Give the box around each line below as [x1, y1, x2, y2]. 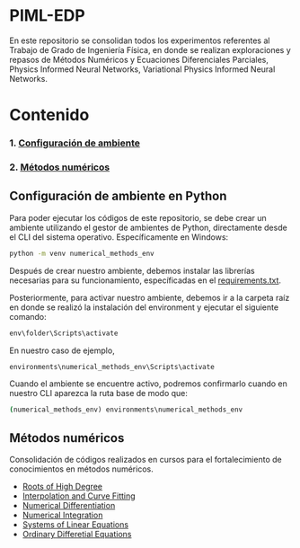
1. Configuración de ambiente [9, 137, 141, 149]
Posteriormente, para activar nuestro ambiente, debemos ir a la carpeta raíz [9, 292, 290, 303]
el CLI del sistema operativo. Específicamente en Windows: [9, 231, 229, 243]
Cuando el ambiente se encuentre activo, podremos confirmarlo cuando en [9, 378, 287, 389]
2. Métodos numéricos [9, 161, 110, 173]
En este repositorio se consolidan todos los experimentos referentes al [9, 35, 270, 46]
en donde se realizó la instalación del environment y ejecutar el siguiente [9, 302, 279, 313]
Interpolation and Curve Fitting [22, 491, 137, 501]
